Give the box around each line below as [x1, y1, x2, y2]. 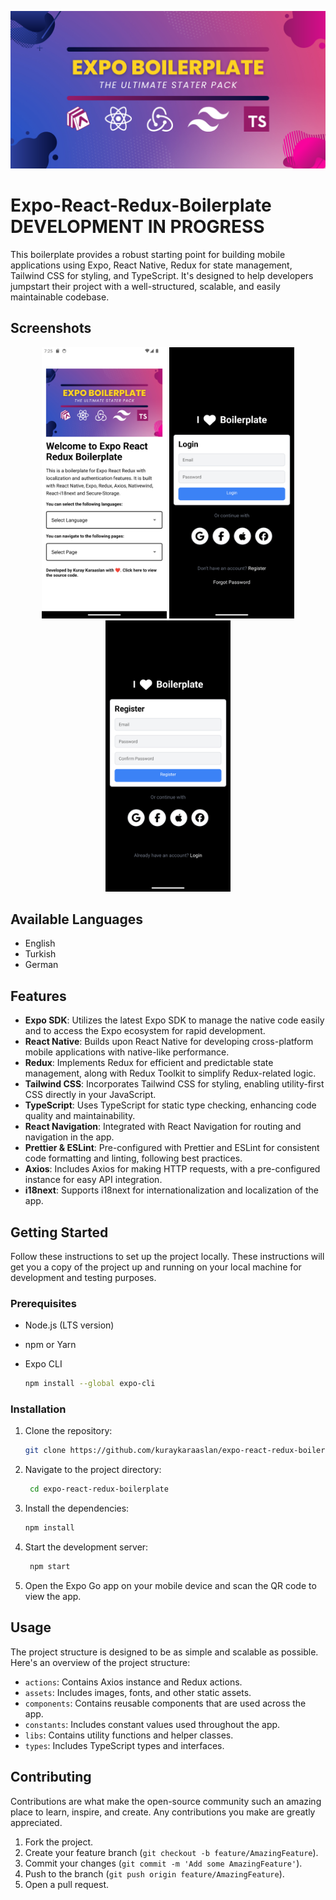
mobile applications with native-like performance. [24, 1046, 230, 1058]
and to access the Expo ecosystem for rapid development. [24, 1025, 266, 1037]
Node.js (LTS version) [24, 1319, 115, 1331]
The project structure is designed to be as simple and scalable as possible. [10, 1646, 319, 1658]
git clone [24, 1446, 67, 1456]
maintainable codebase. [10, 291, 110, 303]
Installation [10, 1402, 67, 1416]
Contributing [10, 1769, 92, 1786]
